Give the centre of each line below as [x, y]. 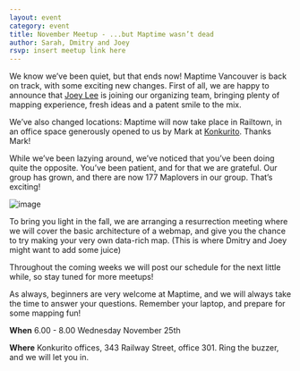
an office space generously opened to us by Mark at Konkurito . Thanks [140, 131]
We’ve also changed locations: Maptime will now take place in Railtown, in [146, 122]
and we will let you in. [49, 358]
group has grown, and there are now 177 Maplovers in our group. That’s [141, 177]
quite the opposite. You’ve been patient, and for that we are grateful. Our [143, 168]
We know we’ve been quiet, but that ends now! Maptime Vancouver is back [148, 76]
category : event [39, 26]
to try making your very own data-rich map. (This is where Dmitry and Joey [148, 240]
